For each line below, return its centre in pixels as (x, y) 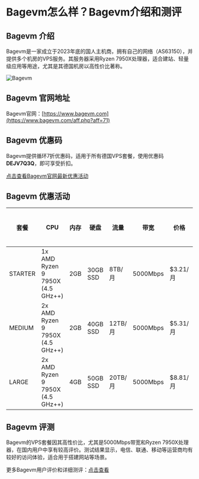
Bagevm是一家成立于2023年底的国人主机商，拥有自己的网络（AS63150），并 (99, 51)
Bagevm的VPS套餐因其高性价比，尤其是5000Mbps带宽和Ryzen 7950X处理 (97, 442)
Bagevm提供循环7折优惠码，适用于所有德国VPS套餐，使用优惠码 (85, 156)
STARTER (22, 274)
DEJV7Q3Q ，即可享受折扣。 (41, 163)
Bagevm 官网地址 (38, 98)
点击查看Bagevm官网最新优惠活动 (47, 176)
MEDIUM (22, 328)
